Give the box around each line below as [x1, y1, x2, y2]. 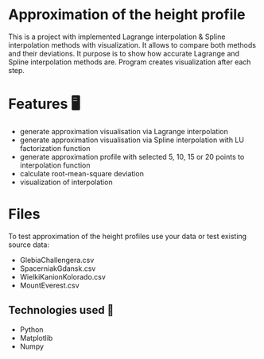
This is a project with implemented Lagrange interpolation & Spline [8, 32, 226, 41]
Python [19, 324, 44, 334]
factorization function [19, 143, 91, 152]
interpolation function [19, 160, 91, 170]
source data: [8, 240, 50, 249]
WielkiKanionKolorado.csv [19, 272, 106, 281]
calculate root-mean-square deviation [19, 168, 145, 178]
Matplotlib [19, 333, 53, 342]
